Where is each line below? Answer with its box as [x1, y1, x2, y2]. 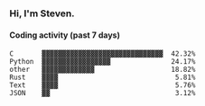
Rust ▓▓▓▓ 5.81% [9, 73, 196, 83]
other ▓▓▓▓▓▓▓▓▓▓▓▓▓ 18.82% [9, 66, 196, 75]
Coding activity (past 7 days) [9, 30, 120, 40]
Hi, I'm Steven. [9, 7, 75, 20]
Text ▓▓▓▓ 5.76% [9, 81, 196, 90]
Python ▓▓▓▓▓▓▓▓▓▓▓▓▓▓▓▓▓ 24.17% [9, 57, 196, 66]
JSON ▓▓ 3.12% [9, 89, 196, 98]
